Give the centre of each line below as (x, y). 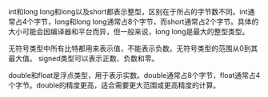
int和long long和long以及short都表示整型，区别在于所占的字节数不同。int (128, 12)
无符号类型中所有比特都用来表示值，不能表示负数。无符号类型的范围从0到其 (133, 48)
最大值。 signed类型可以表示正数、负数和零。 (84, 58)
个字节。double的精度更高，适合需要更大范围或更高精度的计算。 (114, 85)
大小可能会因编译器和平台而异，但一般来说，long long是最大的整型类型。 (129, 31)
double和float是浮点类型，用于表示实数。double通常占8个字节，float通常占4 (134, 75)
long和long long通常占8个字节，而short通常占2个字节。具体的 (157, 21)
